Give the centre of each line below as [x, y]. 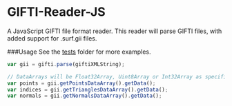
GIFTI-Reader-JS [56, 12]
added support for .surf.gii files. [52, 38]
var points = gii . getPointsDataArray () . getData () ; [81, 83]
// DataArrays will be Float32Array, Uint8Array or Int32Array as [105, 76]
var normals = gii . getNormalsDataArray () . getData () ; [85, 96]
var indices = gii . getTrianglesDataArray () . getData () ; [88, 89]
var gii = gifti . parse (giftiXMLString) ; [66, 64]
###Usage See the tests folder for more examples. [79, 52]
